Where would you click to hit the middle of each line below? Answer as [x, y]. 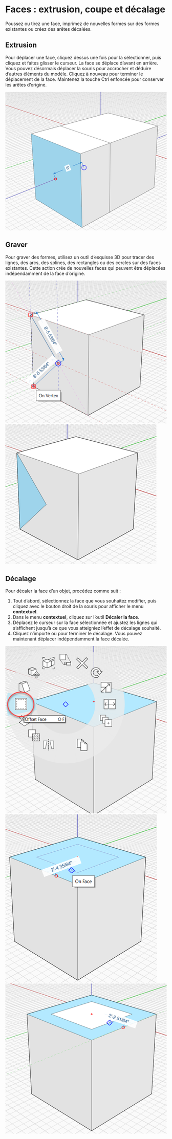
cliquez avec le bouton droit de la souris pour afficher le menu [78, 606]
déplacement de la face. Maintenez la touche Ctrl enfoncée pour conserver [85, 79]
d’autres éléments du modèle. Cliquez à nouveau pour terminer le [74, 74]
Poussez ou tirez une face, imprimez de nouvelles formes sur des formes [82, 24]
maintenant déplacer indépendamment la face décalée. [71, 639]
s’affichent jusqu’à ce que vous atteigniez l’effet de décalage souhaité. [87, 628]
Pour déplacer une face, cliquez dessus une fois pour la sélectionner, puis [83, 57]
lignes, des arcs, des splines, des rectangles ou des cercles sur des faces [83, 263]
